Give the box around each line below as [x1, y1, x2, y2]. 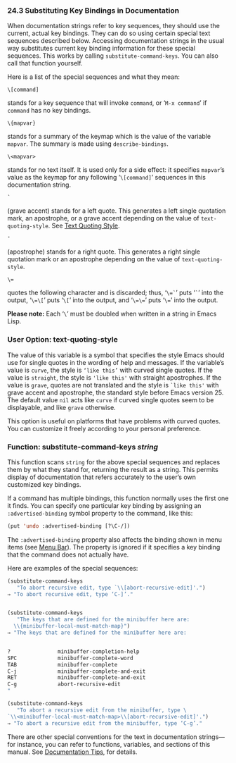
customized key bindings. [7, 480, 81, 488]
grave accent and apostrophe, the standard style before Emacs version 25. [7, 388, 224, 397]
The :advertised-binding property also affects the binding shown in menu [7, 535, 223, 544]
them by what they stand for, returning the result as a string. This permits [7, 465, 219, 473]
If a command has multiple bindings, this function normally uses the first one [7, 494, 229, 502]
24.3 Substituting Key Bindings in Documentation [7, 6, 180, 15]
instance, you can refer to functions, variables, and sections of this [17, 740, 211, 748]
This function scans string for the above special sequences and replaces [7, 457, 221, 466]
